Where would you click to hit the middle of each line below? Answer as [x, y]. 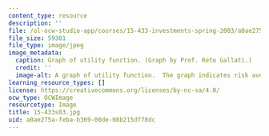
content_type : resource [48, 16]
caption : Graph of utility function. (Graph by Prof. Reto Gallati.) [134, 61]
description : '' [35, 23]
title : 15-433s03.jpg [44, 113]
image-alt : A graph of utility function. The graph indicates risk [132, 75]
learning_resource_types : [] [57, 82]
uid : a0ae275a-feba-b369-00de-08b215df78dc [82, 120]
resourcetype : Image [43, 105]
